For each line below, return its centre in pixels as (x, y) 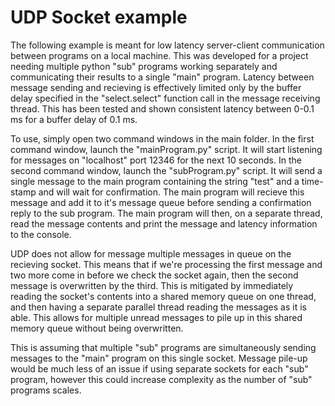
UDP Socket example (99, 17)
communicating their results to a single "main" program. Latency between (162, 77)
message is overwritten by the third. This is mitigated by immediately (152, 285)
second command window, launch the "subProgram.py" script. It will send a (166, 170)
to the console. (41, 234)
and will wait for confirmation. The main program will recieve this (171, 192)
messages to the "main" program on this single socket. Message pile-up (159, 358)
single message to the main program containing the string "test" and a (155, 181)
